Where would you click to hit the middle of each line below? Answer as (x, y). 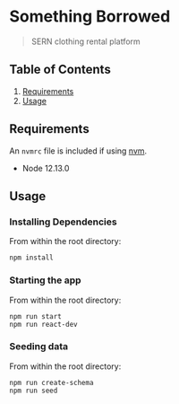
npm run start (36, 316)
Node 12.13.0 (46, 168)
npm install (31, 258)
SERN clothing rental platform (85, 41)
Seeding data (39, 347)
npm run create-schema (51, 382)
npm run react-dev (43, 324)
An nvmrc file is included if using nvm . (78, 151)
